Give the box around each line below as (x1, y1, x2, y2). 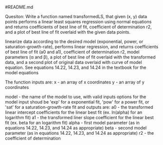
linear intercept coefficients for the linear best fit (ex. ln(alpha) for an (5, 109, 143, 115)
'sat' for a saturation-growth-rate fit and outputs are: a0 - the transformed (5, 104, 153, 110)
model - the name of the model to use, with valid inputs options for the (5, 94, 146, 100)
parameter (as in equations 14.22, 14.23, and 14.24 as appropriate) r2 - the (5, 130, 154, 136)
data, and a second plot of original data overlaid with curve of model (5, 60, 142, 65)
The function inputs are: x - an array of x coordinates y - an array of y (5, 79, 145, 85)
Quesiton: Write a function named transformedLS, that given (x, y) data (5, 14, 147, 19)
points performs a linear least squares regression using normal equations (5, 19, 152, 24)
